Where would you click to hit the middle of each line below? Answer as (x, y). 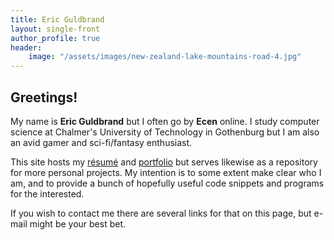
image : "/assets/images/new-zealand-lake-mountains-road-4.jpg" (165, 57)
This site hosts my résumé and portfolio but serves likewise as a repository (164, 162)
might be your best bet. (78, 223)
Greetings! (44, 97)
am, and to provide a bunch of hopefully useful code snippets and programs (167, 183)
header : (26, 47)
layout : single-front (55, 29)
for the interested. (47, 193)
